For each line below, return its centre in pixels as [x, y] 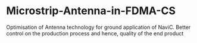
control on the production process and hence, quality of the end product [95, 33]
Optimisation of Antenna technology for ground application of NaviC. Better [98, 27]
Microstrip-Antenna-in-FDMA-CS [91, 11]
